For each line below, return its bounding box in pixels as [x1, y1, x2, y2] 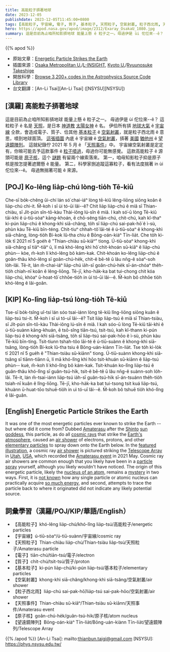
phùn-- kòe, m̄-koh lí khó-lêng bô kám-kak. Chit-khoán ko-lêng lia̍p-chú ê [5, 250, 160, 256]
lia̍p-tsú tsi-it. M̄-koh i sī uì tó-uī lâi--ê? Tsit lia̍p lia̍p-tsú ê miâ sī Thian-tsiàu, [5, 315, 163, 321]
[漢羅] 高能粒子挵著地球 [5, 102, 78, 110]
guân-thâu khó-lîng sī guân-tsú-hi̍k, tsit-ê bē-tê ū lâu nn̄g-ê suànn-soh [5, 368, 153, 374]
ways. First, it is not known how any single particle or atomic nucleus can [5, 475, 158, 481]
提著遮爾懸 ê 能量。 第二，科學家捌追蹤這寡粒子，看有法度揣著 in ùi [22, 161, 163, 167]
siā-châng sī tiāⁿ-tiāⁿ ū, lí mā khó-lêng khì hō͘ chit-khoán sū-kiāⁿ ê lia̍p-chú [5, 244, 160, 250]
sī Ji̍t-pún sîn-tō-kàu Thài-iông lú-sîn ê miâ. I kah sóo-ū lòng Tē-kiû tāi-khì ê [5, 321, 164, 328]
